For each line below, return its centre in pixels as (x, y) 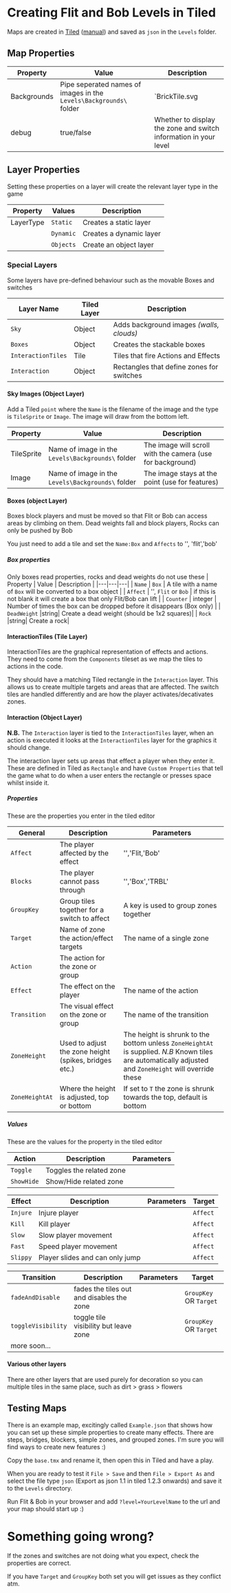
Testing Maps (37, 1408)
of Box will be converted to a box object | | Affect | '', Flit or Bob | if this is (111, 592)
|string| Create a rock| (38, 621)
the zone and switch (187, 128)
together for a (82, 909)
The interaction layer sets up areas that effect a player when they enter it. (111, 761)
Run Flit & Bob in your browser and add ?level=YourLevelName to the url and (114, 1502)
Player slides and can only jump (90, 1257)
